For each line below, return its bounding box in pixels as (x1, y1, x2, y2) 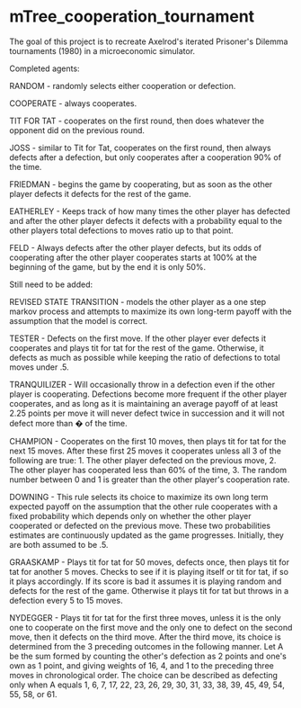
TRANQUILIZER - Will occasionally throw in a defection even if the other (9, 379, 276, 390)
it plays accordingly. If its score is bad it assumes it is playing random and (9, 576, 282, 587)
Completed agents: (9, 63, 80, 74)
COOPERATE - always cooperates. (9, 97, 137, 109)
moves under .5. (9, 362, 69, 372)
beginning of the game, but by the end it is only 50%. (9, 261, 207, 272)
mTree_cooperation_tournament (9, 6, 255, 27)
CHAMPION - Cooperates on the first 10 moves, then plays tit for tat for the (9, 435, 287, 446)
